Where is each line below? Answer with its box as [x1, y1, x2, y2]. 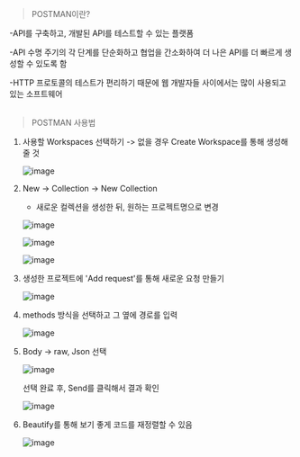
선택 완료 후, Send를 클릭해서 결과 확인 [22, 382, 159, 393]
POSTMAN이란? [31, 9, 91, 19]
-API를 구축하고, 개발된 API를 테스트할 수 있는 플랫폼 [9, 28, 195, 39]
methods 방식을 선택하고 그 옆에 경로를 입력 [22, 309, 178, 320]
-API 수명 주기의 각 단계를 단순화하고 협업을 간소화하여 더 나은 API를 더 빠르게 [9, 47, 283, 58]
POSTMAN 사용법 [31, 117, 96, 128]
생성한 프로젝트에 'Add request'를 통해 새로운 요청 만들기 [22, 273, 225, 283]
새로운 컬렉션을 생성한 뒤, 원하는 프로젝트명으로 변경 [35, 202, 219, 212]
